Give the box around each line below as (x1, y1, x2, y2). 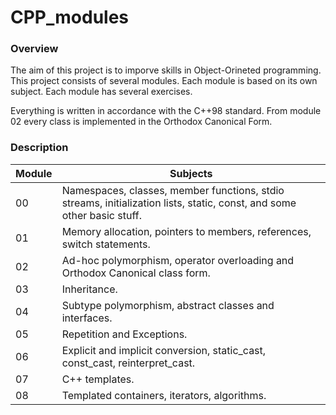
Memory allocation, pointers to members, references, (61, 224, 312, 238)
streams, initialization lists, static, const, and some (61, 196, 297, 210)
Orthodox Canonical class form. (61, 266, 211, 280)
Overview (10, 42, 59, 56)
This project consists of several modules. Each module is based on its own (10, 75, 318, 87)
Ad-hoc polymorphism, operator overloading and (61, 253, 295, 267)
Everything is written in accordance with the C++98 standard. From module (10, 105, 322, 117)
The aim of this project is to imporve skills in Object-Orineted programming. (10, 64, 322, 76)
